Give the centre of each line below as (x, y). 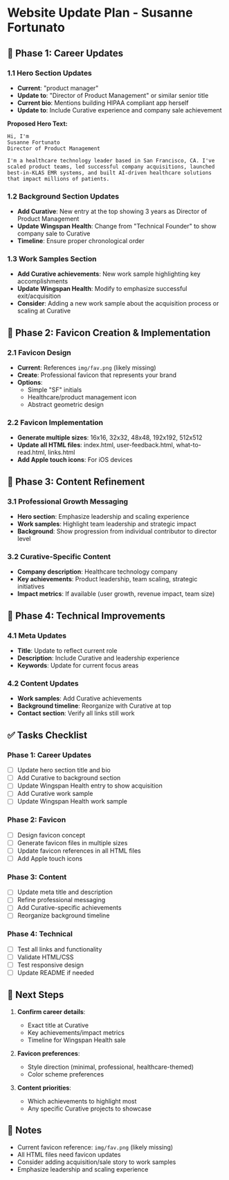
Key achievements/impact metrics (76, 1032)
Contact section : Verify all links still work (76, 713)
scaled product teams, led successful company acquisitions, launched (111, 167)
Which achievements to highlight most (82, 1101)
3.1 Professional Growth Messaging (68, 501)
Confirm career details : (51, 1011)
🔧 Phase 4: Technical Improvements (86, 616)
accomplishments (42, 281)
